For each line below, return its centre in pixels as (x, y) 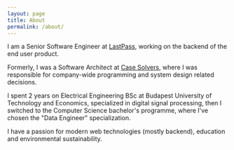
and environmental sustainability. (55, 139)
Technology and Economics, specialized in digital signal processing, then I (115, 103)
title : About (26, 20)
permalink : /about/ (36, 27)
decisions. (22, 82)
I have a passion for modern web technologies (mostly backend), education (116, 132)
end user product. (33, 54)
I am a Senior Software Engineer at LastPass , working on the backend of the (117, 47)
